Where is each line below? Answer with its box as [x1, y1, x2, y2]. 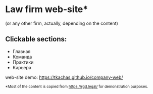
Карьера [12, 64, 32, 70]
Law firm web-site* [5, 4, 88, 15]
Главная [12, 48, 31, 54]
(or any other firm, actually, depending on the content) [5, 20, 119, 26]
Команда [12, 54, 32, 60]
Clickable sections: [5, 35, 67, 43]
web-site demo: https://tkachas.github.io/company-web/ [5, 74, 123, 80]
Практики [12, 59, 34, 65]
